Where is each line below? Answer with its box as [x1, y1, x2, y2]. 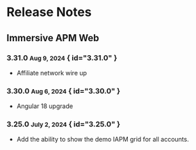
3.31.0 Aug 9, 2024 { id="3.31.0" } [6, 53, 117, 63]
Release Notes [6, 4, 92, 20]
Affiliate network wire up [16, 68, 88, 77]
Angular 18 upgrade [16, 102, 74, 110]
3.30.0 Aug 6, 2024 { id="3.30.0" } [6, 86, 121, 96]
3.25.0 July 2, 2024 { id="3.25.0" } [6, 119, 121, 129]
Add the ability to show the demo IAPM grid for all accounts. [16, 135, 189, 144]
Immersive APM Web [6, 32, 99, 44]
